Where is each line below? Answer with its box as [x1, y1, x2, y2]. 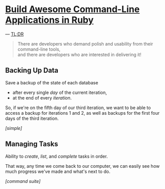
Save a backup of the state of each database [5, 79, 99, 85]
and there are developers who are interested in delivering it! [17, 52, 142, 58]
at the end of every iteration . [12, 94, 72, 101]
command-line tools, [17, 46, 61, 52]
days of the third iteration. [5, 115, 59, 121]
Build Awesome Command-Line [5, 4, 140, 15]
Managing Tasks [5, 140, 58, 149]
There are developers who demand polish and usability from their [17, 40, 153, 46]
